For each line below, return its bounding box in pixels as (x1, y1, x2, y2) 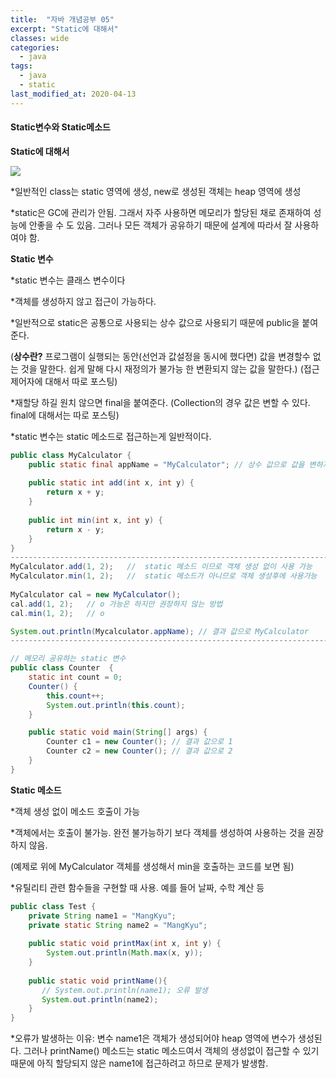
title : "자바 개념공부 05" (10, 14, 115, 25)
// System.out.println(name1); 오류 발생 (41, 985, 208, 995)
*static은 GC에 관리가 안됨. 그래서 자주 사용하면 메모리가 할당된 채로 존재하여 (10, 206, 312, 218)
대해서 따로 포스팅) (44, 375, 118, 387)
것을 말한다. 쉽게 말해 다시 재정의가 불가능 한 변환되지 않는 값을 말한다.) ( (20, 362, 304, 375)
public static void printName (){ (28, 976, 168, 986)
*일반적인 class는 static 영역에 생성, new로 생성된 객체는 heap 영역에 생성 (10, 185, 302, 197)
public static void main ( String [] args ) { (28, 727, 208, 738)
